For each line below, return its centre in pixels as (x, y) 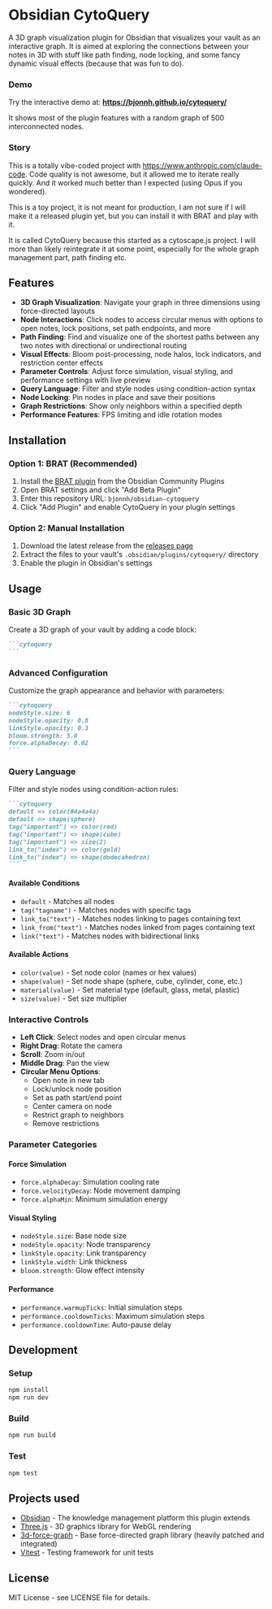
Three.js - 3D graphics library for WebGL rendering (106, 1527)
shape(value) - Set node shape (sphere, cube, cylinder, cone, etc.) (132, 981)
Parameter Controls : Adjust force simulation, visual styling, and (127, 372)
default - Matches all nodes (67, 901)
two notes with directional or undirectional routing (104, 346)
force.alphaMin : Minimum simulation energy (94, 1199)
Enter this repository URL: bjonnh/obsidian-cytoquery (110, 498)
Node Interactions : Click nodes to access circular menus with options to (142, 320)
